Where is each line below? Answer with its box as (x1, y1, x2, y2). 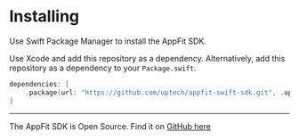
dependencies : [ (9, 79, 69, 88)
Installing (9, 6, 80, 27)
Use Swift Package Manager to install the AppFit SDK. (9, 36, 207, 46)
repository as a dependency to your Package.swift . (9, 62, 197, 73)
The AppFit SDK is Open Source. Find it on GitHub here (9, 120, 212, 131)
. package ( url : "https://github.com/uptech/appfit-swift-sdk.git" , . (25, 87, 285, 97)
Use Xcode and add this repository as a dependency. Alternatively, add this (9, 53, 286, 63)
